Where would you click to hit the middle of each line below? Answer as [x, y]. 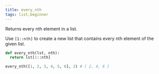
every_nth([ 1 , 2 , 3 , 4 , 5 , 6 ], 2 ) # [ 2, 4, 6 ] [57, 66]
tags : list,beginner [27, 14]
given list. [15, 43]
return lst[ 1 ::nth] [30, 57]
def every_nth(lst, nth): [32, 53]
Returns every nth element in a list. [41, 28]
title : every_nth [23, 10]
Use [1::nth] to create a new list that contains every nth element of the [79, 38]
